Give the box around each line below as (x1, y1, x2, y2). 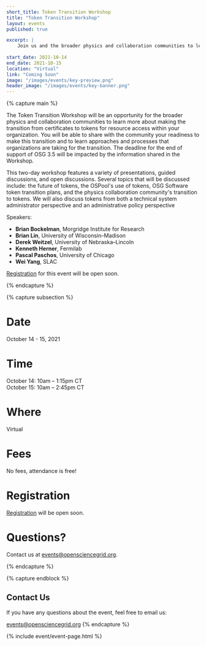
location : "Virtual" (6, 66, 59, 72)
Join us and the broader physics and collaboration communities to (17, 43, 193, 49)
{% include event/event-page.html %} (6, 633, 102, 640)
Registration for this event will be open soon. (6, 270, 120, 277)
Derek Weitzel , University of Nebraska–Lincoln (15, 239, 134, 246)
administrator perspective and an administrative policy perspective (6, 202, 175, 209)
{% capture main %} (6, 99, 58, 107)
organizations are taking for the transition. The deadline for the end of (6, 144, 183, 152)
